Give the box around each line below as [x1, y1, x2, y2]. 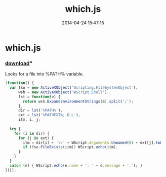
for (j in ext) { [18, 136, 54, 141]
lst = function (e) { [18, 94, 61, 99]
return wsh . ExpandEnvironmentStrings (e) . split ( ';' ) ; [23, 99, 134, 104]
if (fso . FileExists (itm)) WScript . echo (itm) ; [23, 144, 119, 150]
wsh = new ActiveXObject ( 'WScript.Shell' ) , [18, 90, 110, 95]
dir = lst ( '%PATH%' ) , [18, 108, 63, 113]
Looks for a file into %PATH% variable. [5, 71, 84, 77]
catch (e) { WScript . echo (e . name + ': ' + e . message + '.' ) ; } [9, 163, 143, 168]
